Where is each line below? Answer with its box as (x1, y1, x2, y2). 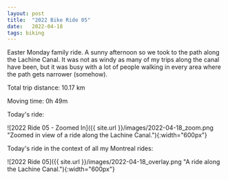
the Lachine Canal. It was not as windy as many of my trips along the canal (7, 56, 220, 64)
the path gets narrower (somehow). (7, 70, 108, 79)
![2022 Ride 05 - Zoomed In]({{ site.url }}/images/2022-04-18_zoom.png (7, 123, 214, 132)
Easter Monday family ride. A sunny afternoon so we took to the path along (7, 48, 220, 57)
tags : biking (7, 29, 45, 37)
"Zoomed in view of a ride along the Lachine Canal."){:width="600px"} (7, 131, 208, 139)
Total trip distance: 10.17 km (7, 83, 85, 92)
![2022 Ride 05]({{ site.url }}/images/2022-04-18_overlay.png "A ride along (7, 158, 220, 166)
